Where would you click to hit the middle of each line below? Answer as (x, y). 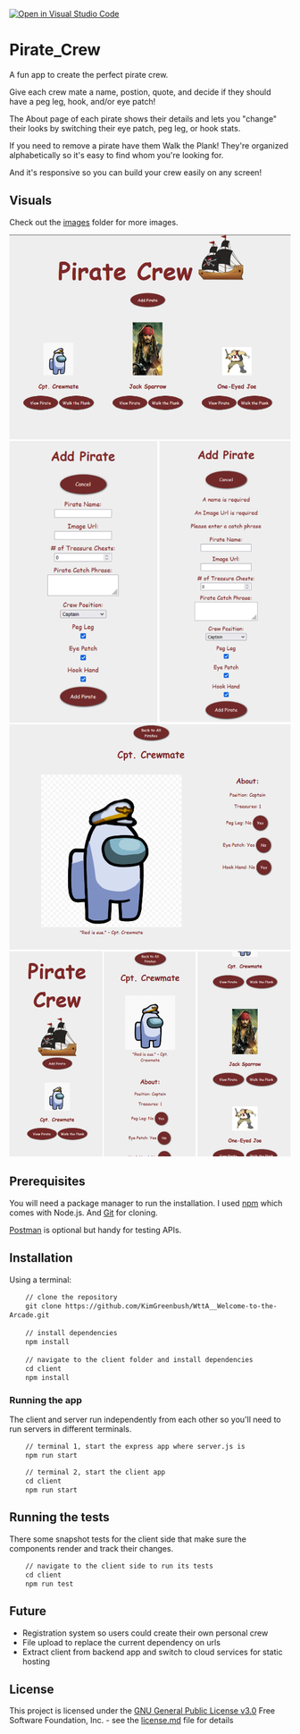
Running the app (46, 1400)
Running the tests (59, 1517)
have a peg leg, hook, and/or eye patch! (83, 101)
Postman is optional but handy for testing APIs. (96, 1230)
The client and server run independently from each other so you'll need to (145, 1419)
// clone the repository (71, 1297)
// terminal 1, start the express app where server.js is (135, 1446)
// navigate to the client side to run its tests (120, 1566)
